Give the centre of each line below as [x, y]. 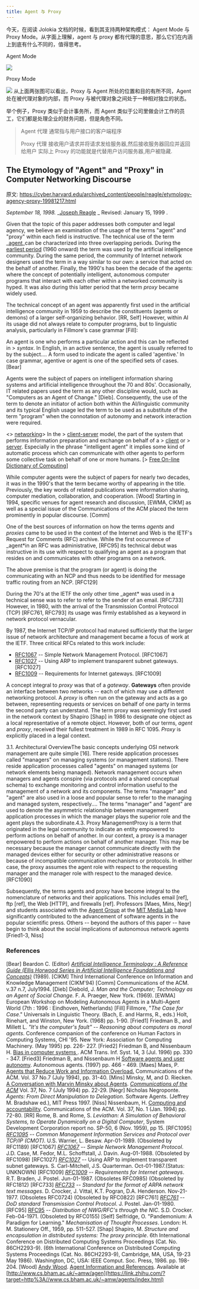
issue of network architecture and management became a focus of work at [98, 637]
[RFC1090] [19, 880]
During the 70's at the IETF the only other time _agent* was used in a [90, 594]
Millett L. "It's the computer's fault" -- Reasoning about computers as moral [99, 1027]
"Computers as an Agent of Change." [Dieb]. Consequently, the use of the [97, 397]
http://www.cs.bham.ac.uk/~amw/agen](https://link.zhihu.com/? [87, 1273]
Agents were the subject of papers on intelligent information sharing [90, 378]
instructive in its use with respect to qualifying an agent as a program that [96, 552]
